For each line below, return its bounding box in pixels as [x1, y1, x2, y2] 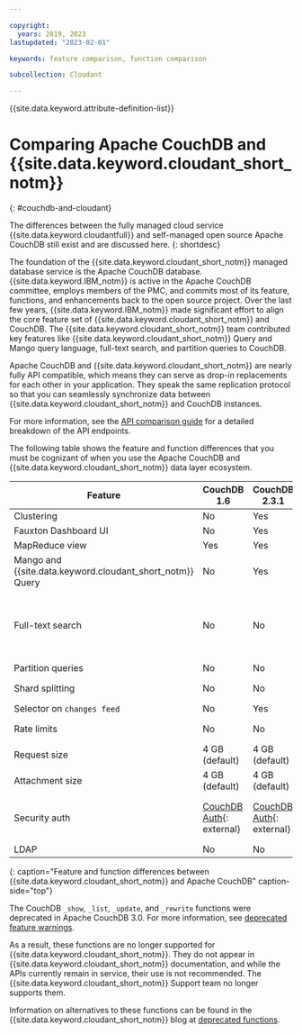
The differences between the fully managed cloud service [9, 220, 224, 231]
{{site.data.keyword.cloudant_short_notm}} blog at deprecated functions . [9, 1014, 280, 1025]
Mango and [13, 554, 62, 567]
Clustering [13, 510, 58, 522]
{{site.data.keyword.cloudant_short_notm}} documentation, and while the [9, 958, 281, 969]
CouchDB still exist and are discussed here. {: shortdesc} [9, 240, 221, 250]
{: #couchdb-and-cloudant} [9, 203, 112, 213]
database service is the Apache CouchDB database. [9, 267, 203, 277]
